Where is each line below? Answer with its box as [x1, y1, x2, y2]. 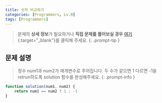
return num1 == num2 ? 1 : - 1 [14, 89, 78, 94]
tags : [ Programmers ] [5, 17, 49, 22]
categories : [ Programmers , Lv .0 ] [5, 12, 75, 17]
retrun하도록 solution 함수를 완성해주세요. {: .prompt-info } [17, 74, 135, 80]
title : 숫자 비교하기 [5, 7, 44, 13]
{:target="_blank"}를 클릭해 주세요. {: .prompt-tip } [17, 37, 120, 43]
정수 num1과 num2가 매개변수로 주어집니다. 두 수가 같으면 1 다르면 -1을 [17, 68, 157, 74]
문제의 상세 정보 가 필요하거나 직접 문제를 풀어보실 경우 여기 [17, 31, 132, 37]
